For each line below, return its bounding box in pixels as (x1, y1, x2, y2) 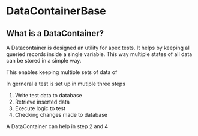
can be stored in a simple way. (6, 57, 82, 64)
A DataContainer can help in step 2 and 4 (6, 123, 109, 130)
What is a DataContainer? (6, 28, 104, 39)
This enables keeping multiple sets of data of (6, 69, 118, 76)
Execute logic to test (14, 105, 66, 112)
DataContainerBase (6, 4, 106, 18)
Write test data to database (14, 92, 82, 99)
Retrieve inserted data (14, 98, 70, 105)
